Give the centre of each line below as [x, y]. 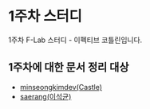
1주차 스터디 [45, 16]
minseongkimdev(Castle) [61, 87]
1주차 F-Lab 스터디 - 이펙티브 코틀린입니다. [75, 40]
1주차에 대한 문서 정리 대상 [69, 67]
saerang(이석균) [45, 96]
